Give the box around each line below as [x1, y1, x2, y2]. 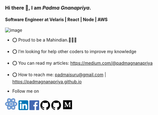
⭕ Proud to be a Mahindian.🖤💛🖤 [12, 37, 77, 43]
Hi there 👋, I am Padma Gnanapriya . [5, 4, 91, 11]
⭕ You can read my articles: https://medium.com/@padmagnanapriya [12, 60, 153, 66]
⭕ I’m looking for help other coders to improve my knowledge [12, 49, 137, 55]
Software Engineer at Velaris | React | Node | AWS [5, 17, 108, 22]
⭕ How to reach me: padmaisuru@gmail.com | [12, 72, 106, 77]
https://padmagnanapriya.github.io [12, 79, 82, 85]
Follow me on [12, 88, 39, 94]
